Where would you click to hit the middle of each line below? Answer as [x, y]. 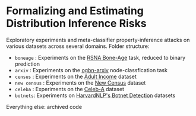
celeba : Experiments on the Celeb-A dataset [69, 89]
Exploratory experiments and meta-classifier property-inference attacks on [98, 40]
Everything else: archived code [44, 107]
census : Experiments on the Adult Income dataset [75, 76]
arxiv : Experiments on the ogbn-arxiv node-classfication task [91, 70]
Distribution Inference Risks [76, 23]
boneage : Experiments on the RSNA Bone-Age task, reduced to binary [100, 57]
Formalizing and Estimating [75, 11]
